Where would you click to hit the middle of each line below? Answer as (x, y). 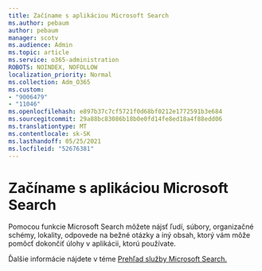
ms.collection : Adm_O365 (49, 82)
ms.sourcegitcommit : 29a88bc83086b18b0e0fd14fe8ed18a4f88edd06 (115, 119)
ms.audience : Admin (41, 45)
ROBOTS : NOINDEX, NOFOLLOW (53, 68)
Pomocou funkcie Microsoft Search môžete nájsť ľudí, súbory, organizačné (131, 226)
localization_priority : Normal (60, 75)
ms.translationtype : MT (48, 126)
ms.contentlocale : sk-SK (49, 134)
